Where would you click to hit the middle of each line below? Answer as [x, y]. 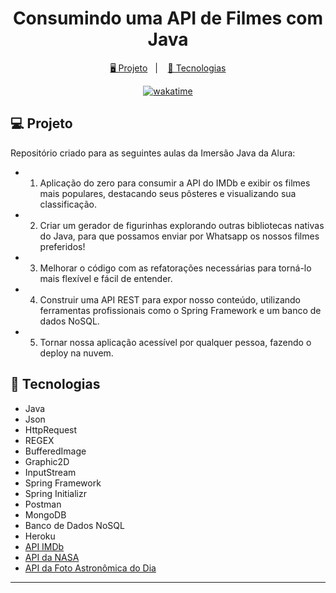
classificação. [68, 204]
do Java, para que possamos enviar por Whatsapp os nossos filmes [179, 236]
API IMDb [44, 546]
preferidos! [62, 246]
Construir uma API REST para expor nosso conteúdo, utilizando [170, 299]
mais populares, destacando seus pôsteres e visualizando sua [168, 193]
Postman [43, 504]
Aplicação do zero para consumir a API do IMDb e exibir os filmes [175, 183]
